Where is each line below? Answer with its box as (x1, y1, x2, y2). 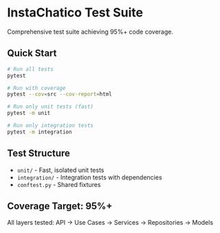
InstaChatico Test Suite (7, 5, 143, 21)
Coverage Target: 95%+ (7, 200, 113, 212)
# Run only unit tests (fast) (7, 103, 94, 111)
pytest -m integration (7, 129, 72, 135)
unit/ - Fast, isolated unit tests (16, 166, 104, 174)
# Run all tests (7, 65, 54, 73)
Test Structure (7, 148, 71, 159)
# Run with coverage (7, 85, 67, 91)
